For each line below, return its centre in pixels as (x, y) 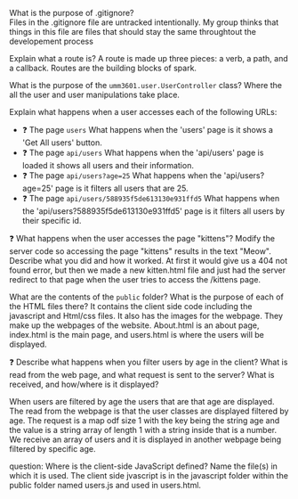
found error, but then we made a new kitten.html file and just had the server (148, 270)
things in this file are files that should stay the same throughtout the (133, 32)
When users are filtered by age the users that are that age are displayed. (142, 401)
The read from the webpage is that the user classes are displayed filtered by (149, 411)
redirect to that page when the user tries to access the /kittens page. (135, 279)
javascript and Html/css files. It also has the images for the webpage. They (146, 316)
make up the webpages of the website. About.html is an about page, (134, 325)
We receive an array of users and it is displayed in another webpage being (145, 439)
